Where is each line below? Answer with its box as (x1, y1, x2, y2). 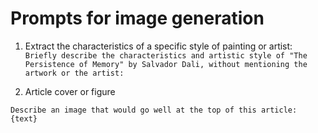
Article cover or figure (24, 85, 116, 97)
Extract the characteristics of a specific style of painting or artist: (24, 40, 293, 52)
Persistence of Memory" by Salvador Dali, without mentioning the (24, 59, 308, 69)
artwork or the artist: (24, 68, 125, 78)
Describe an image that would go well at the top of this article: (10, 105, 298, 115)
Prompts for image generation (10, 7, 265, 30)
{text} (10, 113, 38, 124)
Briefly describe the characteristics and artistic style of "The (24, 50, 308, 61)
